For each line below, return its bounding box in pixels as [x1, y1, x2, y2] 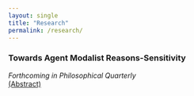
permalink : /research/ [8, 26, 83, 34]
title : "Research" [8, 19, 69, 27]
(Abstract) [8, 79, 42, 88]
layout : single [8, 11, 59, 20]
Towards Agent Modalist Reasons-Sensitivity [8, 52, 186, 63]
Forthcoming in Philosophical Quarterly [8, 71, 136, 80]
